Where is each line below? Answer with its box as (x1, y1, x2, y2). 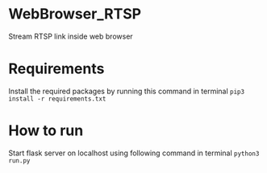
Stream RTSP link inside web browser (8, 31, 133, 41)
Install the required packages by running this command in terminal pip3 (8, 86, 244, 96)
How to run (8, 122, 84, 140)
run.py (8, 156, 31, 165)
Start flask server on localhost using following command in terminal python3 (8, 148, 260, 158)
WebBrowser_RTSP (8, 5, 142, 23)
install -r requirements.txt (8, 94, 106, 103)
